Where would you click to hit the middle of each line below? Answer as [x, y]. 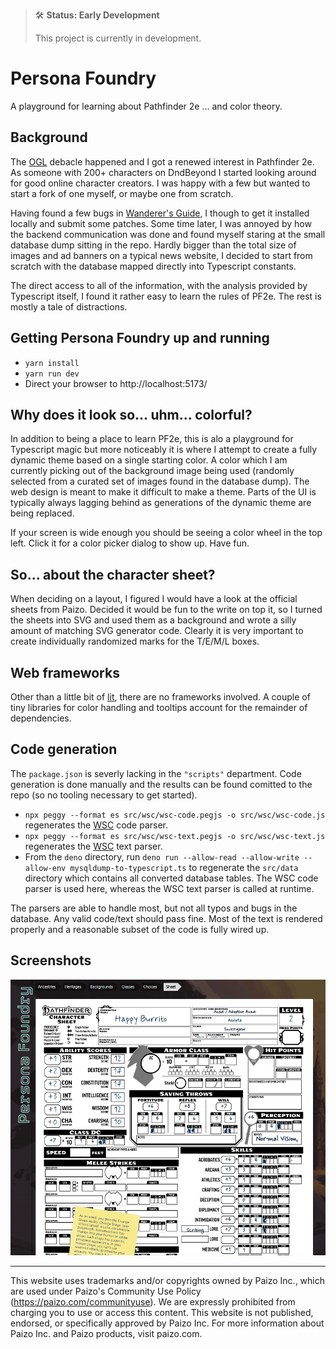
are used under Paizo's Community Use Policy [106, 1291]
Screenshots [51, 960]
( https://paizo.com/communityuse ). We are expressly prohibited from [153, 1301]
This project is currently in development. [118, 38]
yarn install [52, 363]
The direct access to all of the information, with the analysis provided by [159, 285]
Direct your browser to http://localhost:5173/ [116, 383]
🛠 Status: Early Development [97, 15]
